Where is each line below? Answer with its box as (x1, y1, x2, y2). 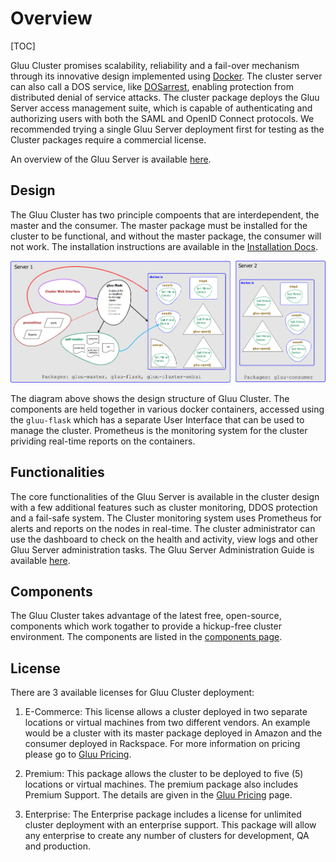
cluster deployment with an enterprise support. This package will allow (24, 819, 317, 831)
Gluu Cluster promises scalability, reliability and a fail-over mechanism (10, 59, 300, 71)
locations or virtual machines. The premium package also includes (24, 778, 299, 791)
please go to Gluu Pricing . (24, 748, 132, 761)
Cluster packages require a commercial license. (10, 133, 207, 146)
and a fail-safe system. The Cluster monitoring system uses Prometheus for (10, 512, 322, 524)
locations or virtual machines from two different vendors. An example (24, 717, 311, 729)
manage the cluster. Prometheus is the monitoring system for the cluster (10, 424, 308, 436)
